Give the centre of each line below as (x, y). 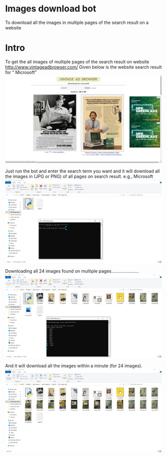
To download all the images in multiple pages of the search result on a (77, 22)
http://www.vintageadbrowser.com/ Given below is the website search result (83, 67)
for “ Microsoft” (21, 72)
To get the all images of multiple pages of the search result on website (77, 62)
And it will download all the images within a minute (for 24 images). (74, 366)
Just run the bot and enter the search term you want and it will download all (83, 171)
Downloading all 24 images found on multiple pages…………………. (72, 271)
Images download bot (51, 9)
